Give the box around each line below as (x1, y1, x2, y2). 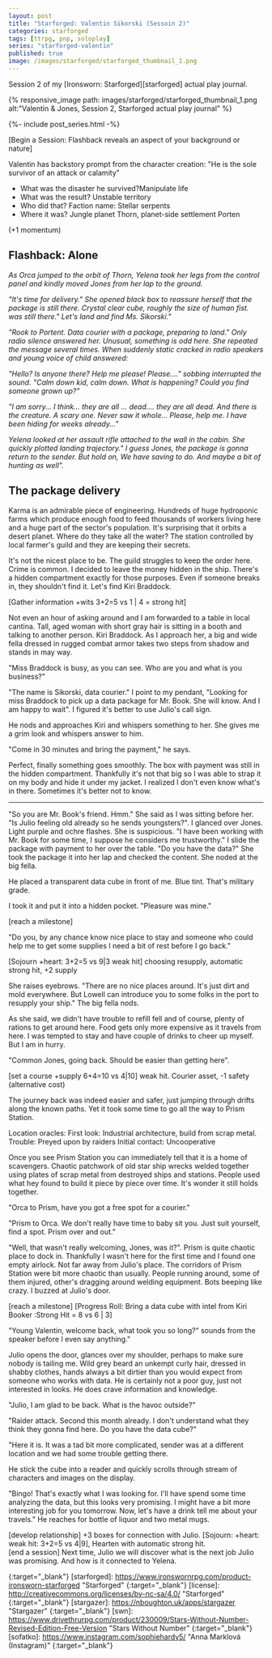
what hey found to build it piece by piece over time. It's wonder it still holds (8, 1178, 259, 1187)
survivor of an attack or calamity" (8, 168, 120, 177)
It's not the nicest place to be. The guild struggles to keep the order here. (8, 556, 253, 565)
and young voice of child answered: (8, 353, 129, 363)
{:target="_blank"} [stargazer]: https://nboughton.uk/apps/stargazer (8, 1597, 236, 1607)
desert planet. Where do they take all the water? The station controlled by (8, 531, 253, 541)
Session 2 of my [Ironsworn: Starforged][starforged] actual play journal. (8, 79, 249, 89)
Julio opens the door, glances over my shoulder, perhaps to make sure (8, 1349, 244, 1359)
